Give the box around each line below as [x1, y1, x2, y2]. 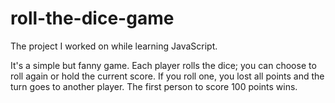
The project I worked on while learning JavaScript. [10, 40, 218, 52]
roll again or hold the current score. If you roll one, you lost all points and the [10, 70, 325, 82]
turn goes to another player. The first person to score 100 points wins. [10, 80, 298, 92]
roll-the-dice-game [10, 7, 175, 30]
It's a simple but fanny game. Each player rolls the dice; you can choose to [10, 59, 317, 71]
